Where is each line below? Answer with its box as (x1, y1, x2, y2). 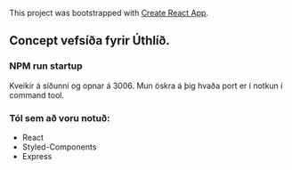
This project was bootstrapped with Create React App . (9, 8, 209, 18)
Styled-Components (21, 142, 97, 152)
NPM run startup (9, 60, 83, 72)
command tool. (9, 89, 65, 101)
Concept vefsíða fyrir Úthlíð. (9, 33, 171, 48)
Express (21, 150, 53, 161)
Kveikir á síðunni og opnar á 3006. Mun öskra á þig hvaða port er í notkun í (9, 80, 283, 91)
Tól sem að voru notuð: (9, 111, 110, 124)
